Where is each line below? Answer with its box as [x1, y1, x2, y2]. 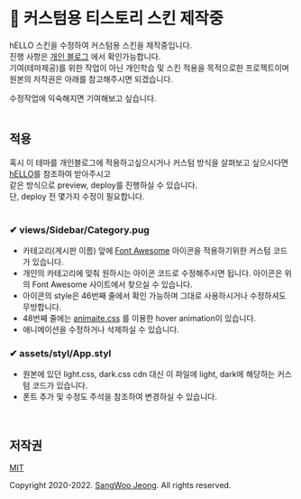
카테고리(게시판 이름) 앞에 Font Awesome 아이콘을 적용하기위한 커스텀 [22, 245, 271, 256]
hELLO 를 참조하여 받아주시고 [9, 168, 111, 179]
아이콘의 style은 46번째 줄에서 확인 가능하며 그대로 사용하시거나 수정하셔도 [22, 291, 287, 301]
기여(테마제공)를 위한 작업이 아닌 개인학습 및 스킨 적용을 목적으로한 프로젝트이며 [9, 62, 290, 73]
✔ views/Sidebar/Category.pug [9, 223, 150, 236]
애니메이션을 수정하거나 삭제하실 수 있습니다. [22, 324, 180, 335]
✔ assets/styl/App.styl [9, 347, 112, 359]
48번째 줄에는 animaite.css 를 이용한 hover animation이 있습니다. [22, 313, 257, 324]
